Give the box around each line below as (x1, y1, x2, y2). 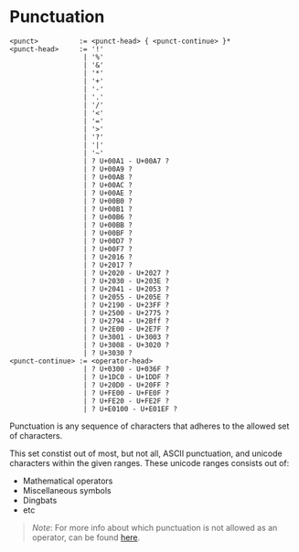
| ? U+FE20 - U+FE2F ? (82, 396, 170, 406)
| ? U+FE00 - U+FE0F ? (82, 388, 170, 398)
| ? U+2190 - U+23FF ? (82, 300, 170, 310)
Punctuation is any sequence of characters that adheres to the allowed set (9, 420, 290, 431)
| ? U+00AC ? (82, 180, 133, 189)
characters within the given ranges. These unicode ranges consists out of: (9, 457, 290, 468)
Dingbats (22, 494, 58, 505)
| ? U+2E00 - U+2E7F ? (82, 324, 170, 334)
